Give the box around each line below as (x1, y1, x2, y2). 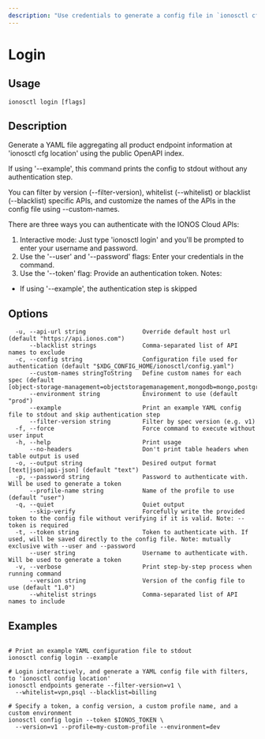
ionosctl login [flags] (8, 98, 87, 106)
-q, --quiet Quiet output (15, 501, 185, 509)
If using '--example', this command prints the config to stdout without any (8, 164, 248, 174)
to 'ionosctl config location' (8, 675, 111, 683)
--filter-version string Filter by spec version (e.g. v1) (28, 418, 256, 426)
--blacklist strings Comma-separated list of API (28, 341, 238, 350)
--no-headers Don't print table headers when (28, 446, 248, 454)
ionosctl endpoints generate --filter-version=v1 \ (8, 681, 181, 690)
